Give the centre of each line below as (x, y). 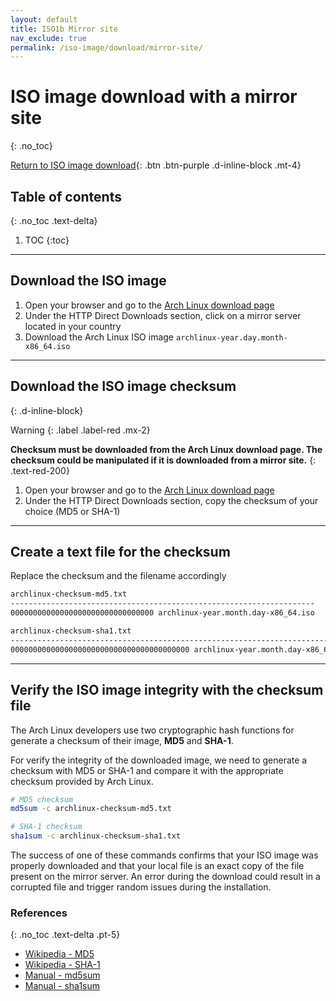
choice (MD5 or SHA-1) (72, 511)
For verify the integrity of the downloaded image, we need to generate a (159, 760)
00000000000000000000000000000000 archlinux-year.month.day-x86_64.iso (162, 613)
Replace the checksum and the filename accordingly (118, 576)
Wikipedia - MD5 (59, 954)
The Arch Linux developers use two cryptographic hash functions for (152, 730)
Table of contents (66, 196)
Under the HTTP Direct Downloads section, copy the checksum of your (171, 500)
